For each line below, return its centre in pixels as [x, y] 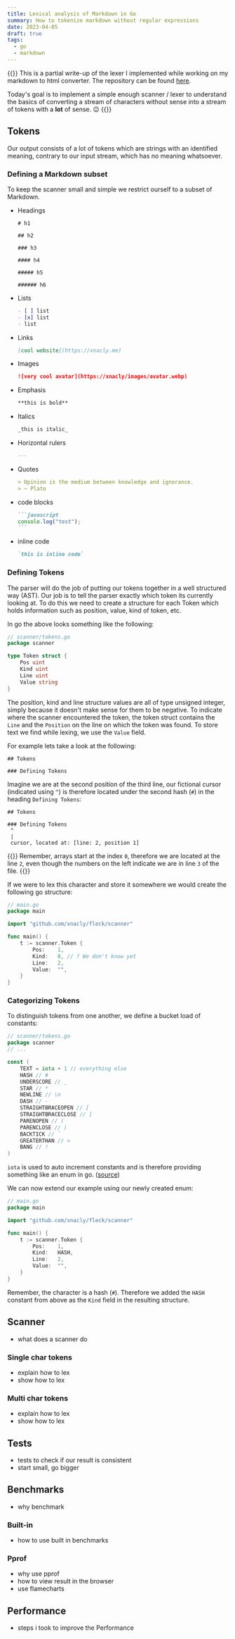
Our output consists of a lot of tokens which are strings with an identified [113, 148]
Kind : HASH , [53, 1253]
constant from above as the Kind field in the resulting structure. [99, 1300]
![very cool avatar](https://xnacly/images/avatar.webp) [102, 377]
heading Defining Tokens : [45, 799]
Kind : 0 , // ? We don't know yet [85, 956]
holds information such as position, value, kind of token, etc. [94, 610]
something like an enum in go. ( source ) [64, 1175]
